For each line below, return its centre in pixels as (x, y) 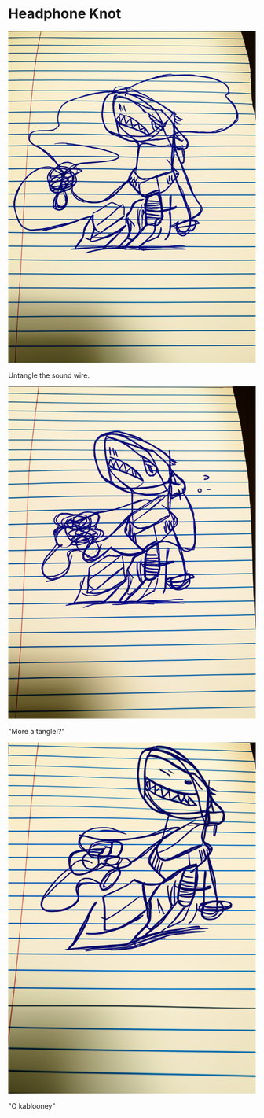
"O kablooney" (32, 1105)
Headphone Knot (65, 14)
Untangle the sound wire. (49, 375)
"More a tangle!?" (37, 732)
